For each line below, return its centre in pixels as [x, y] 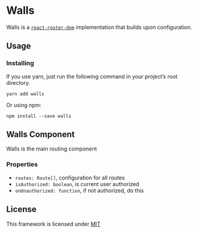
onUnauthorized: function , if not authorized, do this [79, 190]
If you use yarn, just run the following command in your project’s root [92, 76]
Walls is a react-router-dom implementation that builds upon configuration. [99, 27]
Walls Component [40, 135]
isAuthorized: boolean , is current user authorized [77, 184]
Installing [20, 63]
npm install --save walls [39, 116]
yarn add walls [25, 94]
